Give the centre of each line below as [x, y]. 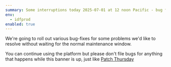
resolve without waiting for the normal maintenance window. [68, 44]
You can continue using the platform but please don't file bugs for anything [84, 54]
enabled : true [20, 24]
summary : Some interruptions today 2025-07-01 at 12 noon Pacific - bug [84, 10]
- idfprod [20, 19]
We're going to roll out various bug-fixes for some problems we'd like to [81, 39]
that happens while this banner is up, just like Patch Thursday [70, 59]
